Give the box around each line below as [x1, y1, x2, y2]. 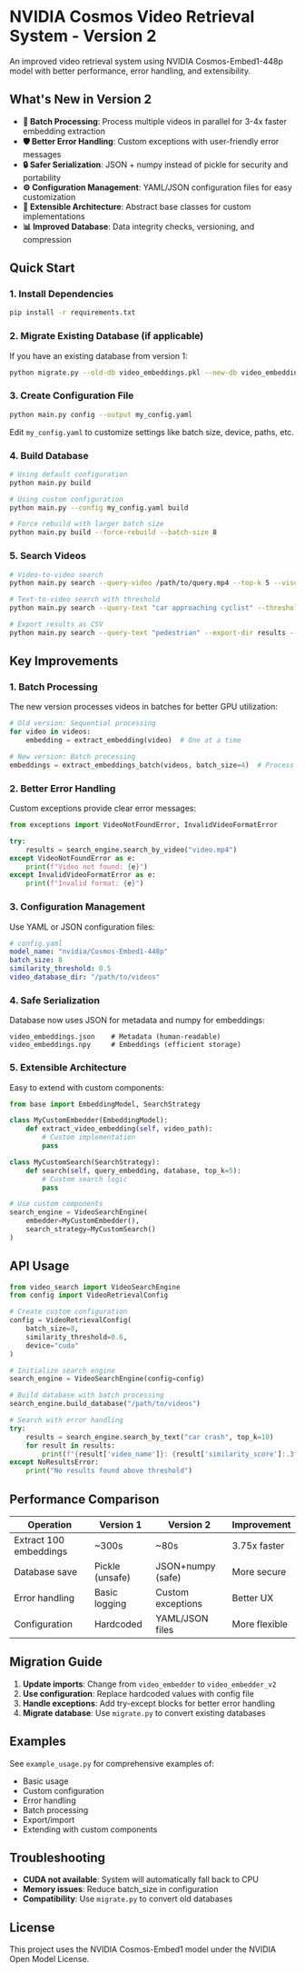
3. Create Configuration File [9, 389, 134, 402]
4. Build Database [9, 449, 89, 462]
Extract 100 [14, 1534, 65, 1546]
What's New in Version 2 [9, 92, 152, 107]
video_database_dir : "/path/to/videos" [9, 972, 161, 982]
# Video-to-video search [9, 570, 103, 579]
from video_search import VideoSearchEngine [9, 1282, 181, 1291]
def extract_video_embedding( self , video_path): [25, 1124, 213, 1133]
